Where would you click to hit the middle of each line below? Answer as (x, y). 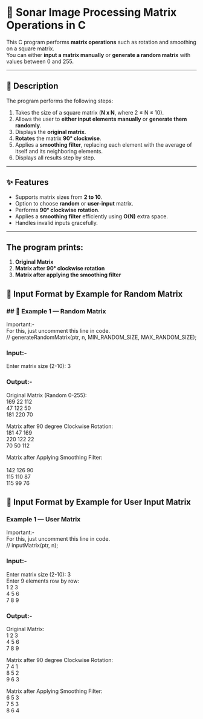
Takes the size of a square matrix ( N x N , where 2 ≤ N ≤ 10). (89, 112)
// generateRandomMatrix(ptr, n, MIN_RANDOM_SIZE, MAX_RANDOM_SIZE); (101, 337)
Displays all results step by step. (55, 158)
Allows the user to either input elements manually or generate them (101, 119)
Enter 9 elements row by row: (43, 581)
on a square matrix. (30, 48)
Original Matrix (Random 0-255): (47, 395)
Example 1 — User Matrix (43, 519)
